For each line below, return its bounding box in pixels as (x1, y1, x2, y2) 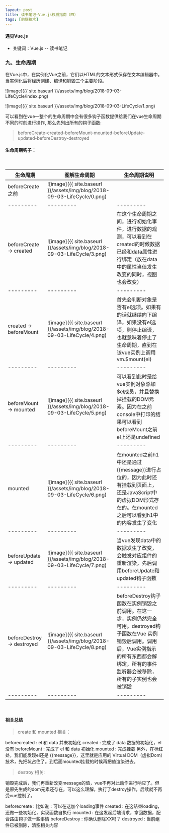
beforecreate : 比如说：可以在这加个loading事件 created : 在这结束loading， (5, 803, 162, 809)
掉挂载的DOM (116, 396, 149, 403)
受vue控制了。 (5, 793, 35, 799)
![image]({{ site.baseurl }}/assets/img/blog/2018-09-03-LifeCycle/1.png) (5, 103, 155, 109)
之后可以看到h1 (116, 512, 153, 519)
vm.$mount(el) (116, 356, 152, 363)
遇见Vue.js (5, 33, 28, 39)
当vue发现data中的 (116, 537, 161, 544)
